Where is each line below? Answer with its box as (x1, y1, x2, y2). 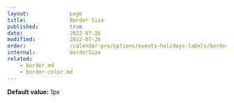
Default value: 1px (7, 88, 61, 96)
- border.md (19, 62, 54, 69)
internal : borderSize (7, 49, 101, 56)
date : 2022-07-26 (7, 29, 101, 37)
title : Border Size (7, 17, 104, 24)
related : (7, 56, 33, 63)
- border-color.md (19, 68, 73, 75)
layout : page (7, 10, 82, 17)
